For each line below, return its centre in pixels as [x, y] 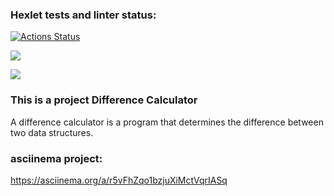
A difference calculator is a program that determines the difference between [167, 122]
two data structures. [52, 132]
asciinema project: [56, 158]
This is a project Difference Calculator [104, 100]
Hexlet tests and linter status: [83, 15]
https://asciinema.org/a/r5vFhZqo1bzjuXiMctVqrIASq [119, 180]
